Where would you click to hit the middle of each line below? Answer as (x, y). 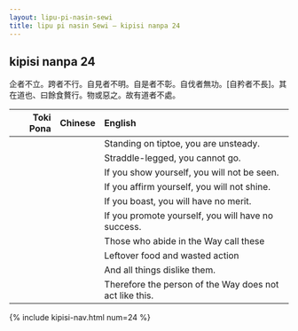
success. (123, 227)
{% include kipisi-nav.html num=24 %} (80, 318)
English (120, 123)
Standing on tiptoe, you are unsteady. (182, 144)
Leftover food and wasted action (172, 256)
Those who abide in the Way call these (184, 241)
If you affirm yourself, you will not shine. (187, 187)
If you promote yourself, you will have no (188, 216)
